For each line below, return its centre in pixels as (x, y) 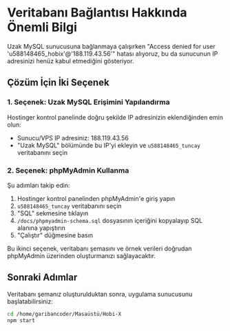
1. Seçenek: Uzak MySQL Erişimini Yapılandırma (88, 103)
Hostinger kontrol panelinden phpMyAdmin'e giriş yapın (96, 198)
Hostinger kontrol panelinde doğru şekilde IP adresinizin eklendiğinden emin (115, 117)
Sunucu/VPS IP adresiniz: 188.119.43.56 (73, 138)
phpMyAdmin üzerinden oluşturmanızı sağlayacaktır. (82, 255)
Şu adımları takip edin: (39, 185)
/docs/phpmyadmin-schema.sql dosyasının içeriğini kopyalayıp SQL (110, 220)
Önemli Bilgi (42, 27)
